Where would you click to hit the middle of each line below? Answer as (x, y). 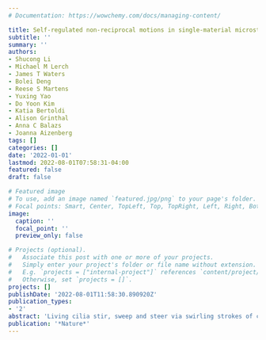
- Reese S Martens (38, 89)
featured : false (35, 170)
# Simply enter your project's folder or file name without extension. (133, 265)
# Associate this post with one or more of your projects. (111, 258)
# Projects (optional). (47, 250)
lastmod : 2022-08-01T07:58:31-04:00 (68, 162)
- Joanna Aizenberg (40, 133)
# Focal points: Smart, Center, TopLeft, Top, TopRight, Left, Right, (127, 206)
